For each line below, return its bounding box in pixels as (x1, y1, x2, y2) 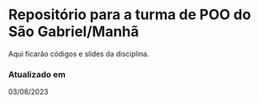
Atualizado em (8, 69, 66, 80)
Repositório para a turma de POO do (8, 6, 252, 24)
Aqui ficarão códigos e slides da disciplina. (8, 49, 149, 58)
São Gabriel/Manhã (8, 22, 140, 41)
